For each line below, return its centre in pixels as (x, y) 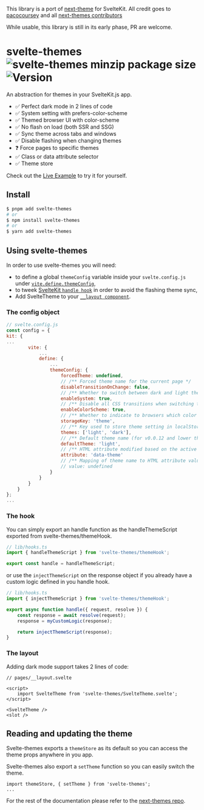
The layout (22, 653)
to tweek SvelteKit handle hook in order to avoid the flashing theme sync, (106, 290)
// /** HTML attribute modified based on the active (129, 449)
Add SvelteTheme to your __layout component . (73, 296)
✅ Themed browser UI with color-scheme (67, 120)
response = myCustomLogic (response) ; (65, 621)
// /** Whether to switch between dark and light (124, 393)
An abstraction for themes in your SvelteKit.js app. (69, 94)
